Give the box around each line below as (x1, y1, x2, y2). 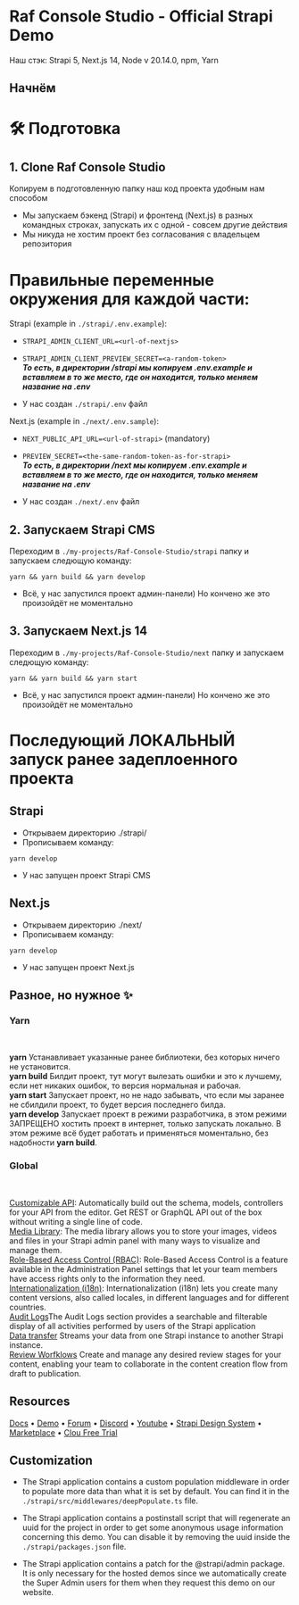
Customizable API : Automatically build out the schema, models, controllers (9, 1197, 284, 1208)
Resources (9, 1394, 71, 1410)
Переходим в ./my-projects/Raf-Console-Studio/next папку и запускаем (9, 647, 284, 658)
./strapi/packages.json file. (21, 1542, 127, 1552)
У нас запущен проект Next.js (21, 961, 136, 972)
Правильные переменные (9, 270, 215, 290)
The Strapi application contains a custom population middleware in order (21, 1476, 290, 1487)
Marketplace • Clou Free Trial (9, 1426, 118, 1438)
